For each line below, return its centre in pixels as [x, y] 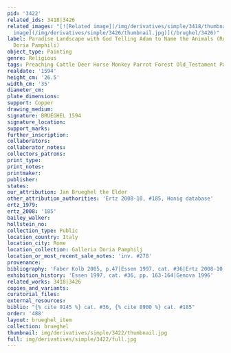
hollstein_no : [27, 224]
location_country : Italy [43, 237]
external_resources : [37, 301]
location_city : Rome [37, 243]
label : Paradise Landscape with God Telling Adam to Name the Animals [110, 39]
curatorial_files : [33, 295]
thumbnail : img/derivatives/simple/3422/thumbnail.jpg [87, 333]
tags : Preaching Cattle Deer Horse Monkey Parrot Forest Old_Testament [112, 65]
